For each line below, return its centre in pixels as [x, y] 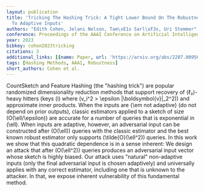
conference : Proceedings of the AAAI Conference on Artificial [88, 35]
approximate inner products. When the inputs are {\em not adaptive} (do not [101, 105]
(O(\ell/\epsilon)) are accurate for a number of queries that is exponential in [100, 118]
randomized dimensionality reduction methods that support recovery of [96, 92]
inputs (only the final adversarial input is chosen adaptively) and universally [100, 163]
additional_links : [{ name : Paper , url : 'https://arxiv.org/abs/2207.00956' [104, 57]
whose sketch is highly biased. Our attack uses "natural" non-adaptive [95, 157]
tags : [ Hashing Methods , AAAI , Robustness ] [62, 63]
